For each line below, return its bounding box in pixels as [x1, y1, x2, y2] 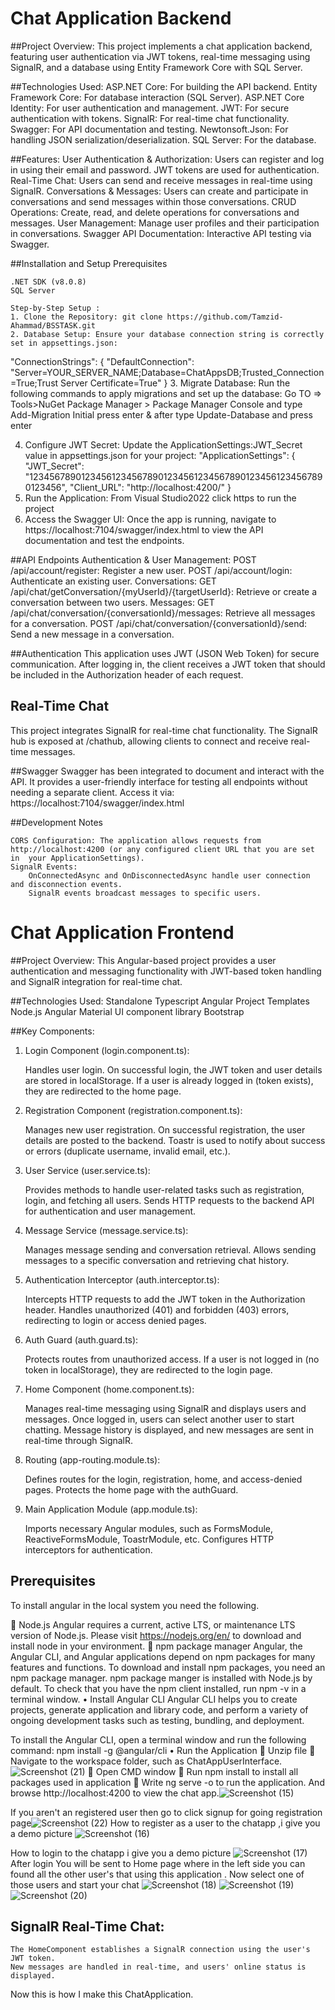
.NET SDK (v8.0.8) [10, 277, 87, 287]
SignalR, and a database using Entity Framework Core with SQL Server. [10, 61, 303, 73]
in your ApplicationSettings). [10, 853, 145, 863]
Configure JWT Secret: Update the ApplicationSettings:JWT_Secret [24, 438, 303, 451]
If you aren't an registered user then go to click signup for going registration [10, 1806, 323, 1818]
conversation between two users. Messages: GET [10, 596, 215, 608]
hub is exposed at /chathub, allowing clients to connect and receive [10, 735, 289, 747]
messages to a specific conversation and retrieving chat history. [24, 1254, 290, 1266]
